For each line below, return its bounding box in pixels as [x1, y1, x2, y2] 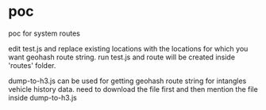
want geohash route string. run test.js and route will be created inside [8, 52, 236, 62]
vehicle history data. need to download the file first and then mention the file [8, 84, 258, 93]
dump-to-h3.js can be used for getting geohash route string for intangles [8, 76, 247, 85]
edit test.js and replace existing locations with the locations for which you [8, 44, 249, 53]
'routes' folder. [8, 60, 56, 70]
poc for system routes [8, 28, 81, 38]
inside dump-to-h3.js [8, 93, 77, 102]
